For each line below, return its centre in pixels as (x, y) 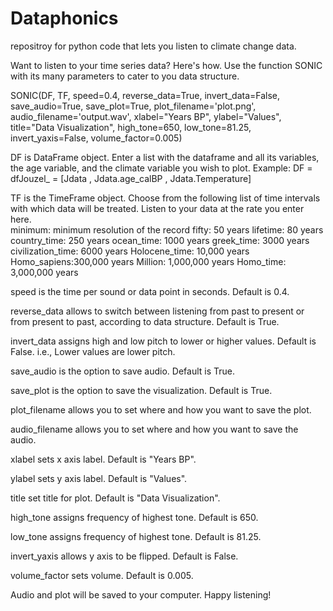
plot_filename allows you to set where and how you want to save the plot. (161, 409)
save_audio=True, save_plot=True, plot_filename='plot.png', (133, 106)
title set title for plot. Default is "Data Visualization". (115, 498)
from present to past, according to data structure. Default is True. (145, 321)
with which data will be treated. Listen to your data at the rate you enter (157, 208)
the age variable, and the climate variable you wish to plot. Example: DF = (161, 168)
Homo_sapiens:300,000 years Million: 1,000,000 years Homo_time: (148, 261)
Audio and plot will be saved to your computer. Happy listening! (141, 594)
